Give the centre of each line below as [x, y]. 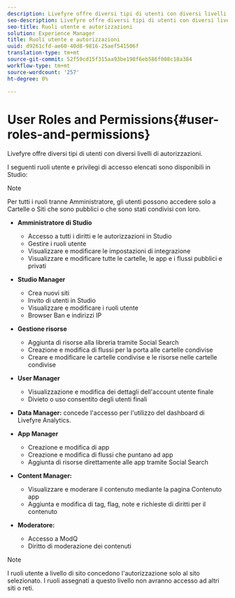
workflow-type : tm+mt [39, 66]
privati [37, 266]
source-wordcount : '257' [43, 72]
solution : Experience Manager [51, 33]
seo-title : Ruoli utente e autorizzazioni [70, 27]
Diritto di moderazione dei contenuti [79, 546]
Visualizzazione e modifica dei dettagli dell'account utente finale [121, 392]
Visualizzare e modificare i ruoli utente [83, 308]
